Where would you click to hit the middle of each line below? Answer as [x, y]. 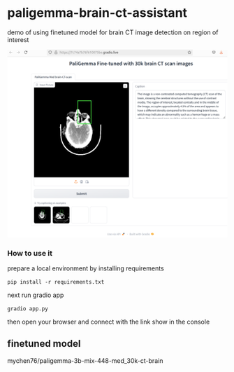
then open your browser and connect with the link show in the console [109, 322]
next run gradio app [36, 295]
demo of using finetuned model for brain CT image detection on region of [113, 32]
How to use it [30, 253]
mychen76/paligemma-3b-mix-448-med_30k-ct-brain [85, 360]
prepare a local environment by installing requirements [86, 268]
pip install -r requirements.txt [56, 282]
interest [18, 39]
